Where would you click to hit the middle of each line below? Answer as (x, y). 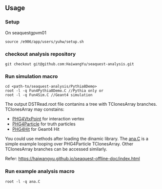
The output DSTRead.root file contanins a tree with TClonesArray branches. (81, 104)
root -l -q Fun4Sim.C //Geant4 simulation (49, 95)
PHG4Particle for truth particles (44, 124)
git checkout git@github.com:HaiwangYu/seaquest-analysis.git (70, 64)
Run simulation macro (31, 76)
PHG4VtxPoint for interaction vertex (48, 119)
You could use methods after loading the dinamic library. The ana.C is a (77, 139)
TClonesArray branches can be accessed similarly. (56, 149)
